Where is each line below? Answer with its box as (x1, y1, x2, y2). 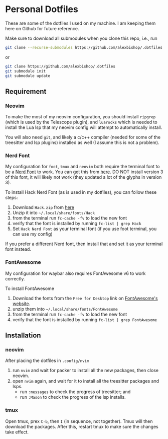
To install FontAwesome (5, 285, 54, 291)
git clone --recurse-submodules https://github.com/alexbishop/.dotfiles (5, 45, 163, 50)
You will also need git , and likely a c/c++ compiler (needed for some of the (5, 134, 161, 140)
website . (12, 301, 31, 307)
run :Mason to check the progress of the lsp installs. (20, 394, 126, 400)
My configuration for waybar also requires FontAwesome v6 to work (5, 270, 146, 276)
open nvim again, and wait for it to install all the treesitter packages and (12, 378, 159, 384)
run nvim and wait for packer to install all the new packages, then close (12, 368, 159, 374)
